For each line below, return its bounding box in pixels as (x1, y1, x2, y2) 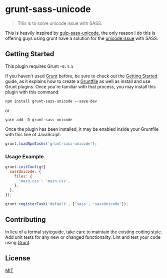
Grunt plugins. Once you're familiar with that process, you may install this (5, 83, 156, 89)
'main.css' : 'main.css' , (18, 178, 70, 183)
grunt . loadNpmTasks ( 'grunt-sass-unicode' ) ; (5, 141, 97, 146)
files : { (14, 173, 32, 179)
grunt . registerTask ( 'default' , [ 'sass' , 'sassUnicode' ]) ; (5, 202, 128, 207)
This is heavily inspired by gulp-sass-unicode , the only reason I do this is (5, 30, 156, 36)
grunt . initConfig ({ (5, 164, 46, 169)
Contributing (5, 215, 46, 224)
